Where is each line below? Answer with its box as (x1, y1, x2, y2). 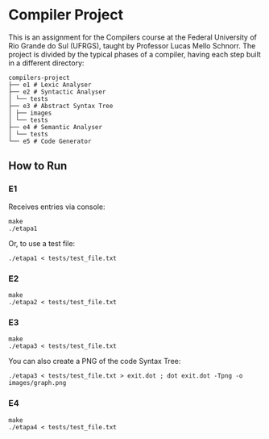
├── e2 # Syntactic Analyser (8, 87, 106, 96)
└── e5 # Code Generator (8, 137, 92, 145)
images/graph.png (8, 379, 67, 387)
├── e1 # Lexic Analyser (8, 81, 92, 89)
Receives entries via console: (8, 202, 106, 211)
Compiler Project (8, 6, 124, 24)
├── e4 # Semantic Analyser (8, 123, 103, 131)
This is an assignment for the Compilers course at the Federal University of (8, 32, 258, 42)
